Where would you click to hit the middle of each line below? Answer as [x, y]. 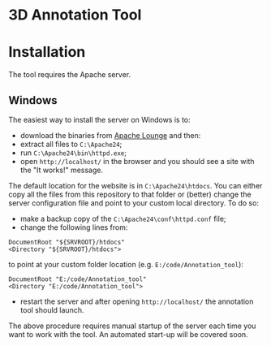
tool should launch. [52, 309]
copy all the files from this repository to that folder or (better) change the [130, 194]
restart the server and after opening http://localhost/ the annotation [137, 301]
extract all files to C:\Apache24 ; [71, 144]
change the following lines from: [74, 227]
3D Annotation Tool [75, 15]
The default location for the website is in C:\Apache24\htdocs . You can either [135, 185]
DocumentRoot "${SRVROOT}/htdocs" [67, 242]
